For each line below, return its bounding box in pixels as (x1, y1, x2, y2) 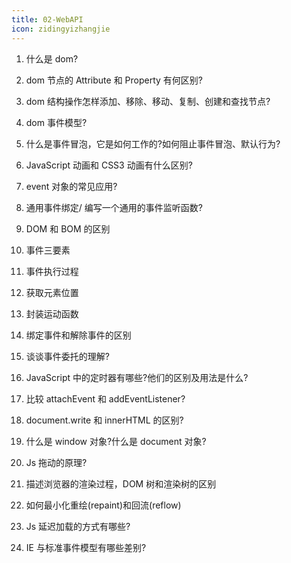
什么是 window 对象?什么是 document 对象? (25, 435, 207, 447)
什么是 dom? (25, 52, 79, 65)
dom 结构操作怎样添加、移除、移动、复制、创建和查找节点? (25, 95, 271, 107)
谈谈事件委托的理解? (25, 350, 110, 362)
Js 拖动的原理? (25, 456, 88, 468)
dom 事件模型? (25, 116, 88, 128)
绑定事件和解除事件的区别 (25, 329, 132, 341)
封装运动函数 (25, 307, 79, 320)
